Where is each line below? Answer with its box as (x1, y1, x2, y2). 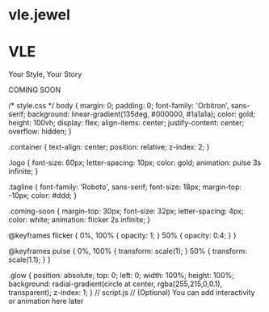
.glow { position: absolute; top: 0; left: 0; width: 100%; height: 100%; (8, 271, 234, 280)
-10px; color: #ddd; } (8, 191, 78, 200)
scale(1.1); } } (8, 255, 51, 264)
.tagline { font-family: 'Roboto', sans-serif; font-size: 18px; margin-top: (8, 182, 242, 192)
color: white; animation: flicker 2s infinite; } (8, 215, 151, 225)
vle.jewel (8, 6, 71, 24)
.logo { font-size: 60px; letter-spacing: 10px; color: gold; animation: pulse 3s (8, 158, 262, 167)
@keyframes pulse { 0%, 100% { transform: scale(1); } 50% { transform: (8, 247, 248, 256)
